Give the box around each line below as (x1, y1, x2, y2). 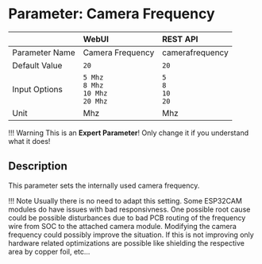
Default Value (12, 60, 63, 71)
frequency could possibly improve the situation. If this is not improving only (8, 230, 254, 239)
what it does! (8, 136, 51, 146)
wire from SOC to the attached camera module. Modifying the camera (8, 221, 237, 231)
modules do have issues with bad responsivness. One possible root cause (8, 204, 251, 214)
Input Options (12, 83, 64, 95)
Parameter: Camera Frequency (8, 5, 216, 23)
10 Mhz (83, 88, 108, 98)
